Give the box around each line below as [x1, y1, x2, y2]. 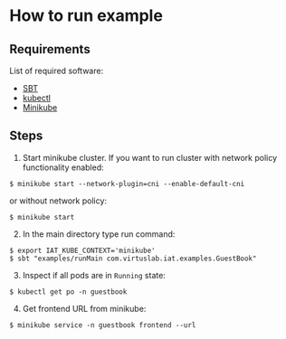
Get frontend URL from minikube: [22, 303, 147, 314]
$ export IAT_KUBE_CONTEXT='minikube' [9, 246, 156, 255]
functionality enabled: [22, 162, 104, 173]
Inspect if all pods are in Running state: [22, 269, 166, 280]
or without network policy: [9, 195, 107, 206]
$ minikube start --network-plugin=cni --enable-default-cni [9, 179, 245, 188]
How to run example [9, 5, 163, 26]
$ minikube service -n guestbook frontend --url [9, 320, 196, 330]
